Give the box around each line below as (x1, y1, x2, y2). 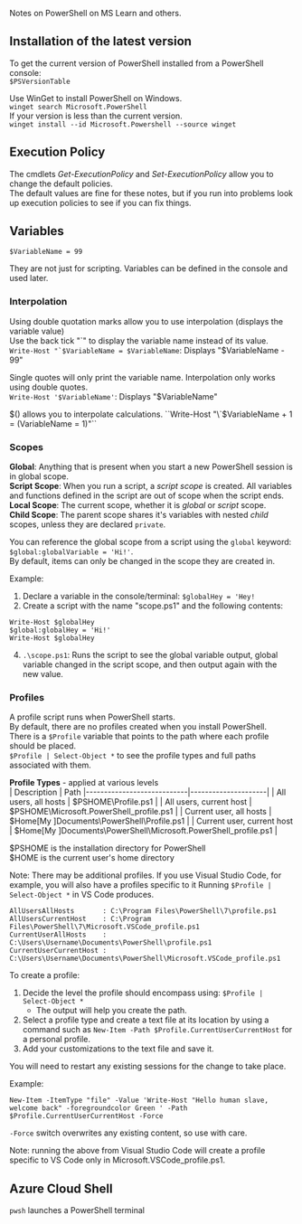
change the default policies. (9, 178, 113, 189)
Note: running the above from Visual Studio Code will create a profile (9, 1145, 266, 1156)
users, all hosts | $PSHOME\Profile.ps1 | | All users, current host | (9, 796, 252, 807)
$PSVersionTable (9, 77, 71, 86)
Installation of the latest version (9, 33, 193, 49)
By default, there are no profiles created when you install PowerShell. (9, 721, 267, 732)
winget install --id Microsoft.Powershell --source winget (9, 119, 237, 129)
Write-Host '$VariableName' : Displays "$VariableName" (9, 391, 219, 401)
